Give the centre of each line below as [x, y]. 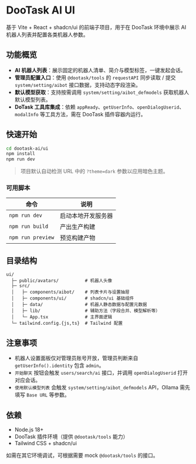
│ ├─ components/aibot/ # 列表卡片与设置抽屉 [71, 292]
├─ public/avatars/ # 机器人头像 [62, 281]
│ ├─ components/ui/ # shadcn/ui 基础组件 [73, 298]
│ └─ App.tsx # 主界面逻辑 [62, 317]
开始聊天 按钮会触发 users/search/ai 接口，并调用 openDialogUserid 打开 [101, 373]
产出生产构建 [77, 227]
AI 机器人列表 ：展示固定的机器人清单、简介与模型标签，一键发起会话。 [100, 70]
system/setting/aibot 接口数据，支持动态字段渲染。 [77, 85]
